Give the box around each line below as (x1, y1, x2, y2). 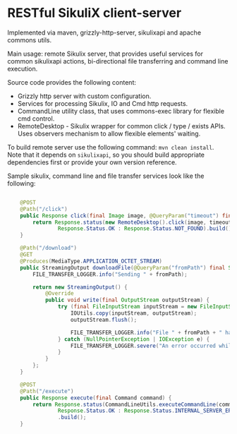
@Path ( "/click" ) (20, 205, 68, 212)
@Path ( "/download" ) (20, 245, 78, 252)
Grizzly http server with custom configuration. (17, 92, 152, 100)
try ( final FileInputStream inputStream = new (57, 303, 197, 311)
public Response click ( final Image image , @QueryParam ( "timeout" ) (20, 212, 219, 219)
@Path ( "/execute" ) (20, 387, 74, 394)
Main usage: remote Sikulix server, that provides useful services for (7, 49, 203, 58)
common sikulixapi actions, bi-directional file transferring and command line (7, 56, 229, 65)
